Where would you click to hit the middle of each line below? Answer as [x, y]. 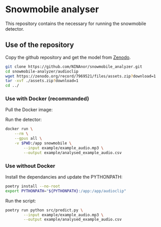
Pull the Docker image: [29, 110]
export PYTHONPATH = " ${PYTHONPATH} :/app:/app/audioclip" [66, 191]
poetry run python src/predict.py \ [44, 210]
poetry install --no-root [33, 186]
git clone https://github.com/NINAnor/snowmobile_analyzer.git [74, 67]
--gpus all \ [28, 139]
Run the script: [21, 200]
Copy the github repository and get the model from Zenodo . [68, 57]
